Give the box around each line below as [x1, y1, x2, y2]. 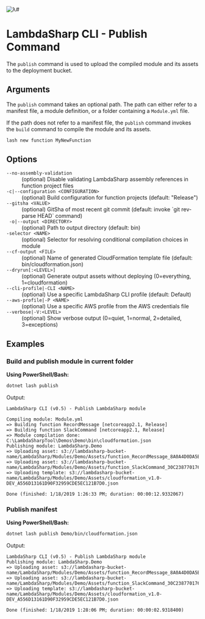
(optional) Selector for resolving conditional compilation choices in [21, 236, 189, 244]
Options [6, 154, 38, 165]
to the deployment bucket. [6, 67, 73, 74]
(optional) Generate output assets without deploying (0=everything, [21, 272, 192, 280]
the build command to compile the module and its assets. [6, 125, 151, 132]
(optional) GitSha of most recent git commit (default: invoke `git [21, 206, 180, 213]
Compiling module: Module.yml [6, 416, 84, 422]
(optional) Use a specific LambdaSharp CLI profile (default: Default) [21, 291, 192, 299]
